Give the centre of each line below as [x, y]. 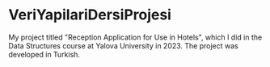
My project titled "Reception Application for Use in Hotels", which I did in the [135, 37]
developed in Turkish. [44, 54]
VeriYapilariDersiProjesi [90, 15]
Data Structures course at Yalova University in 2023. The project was [123, 45]
